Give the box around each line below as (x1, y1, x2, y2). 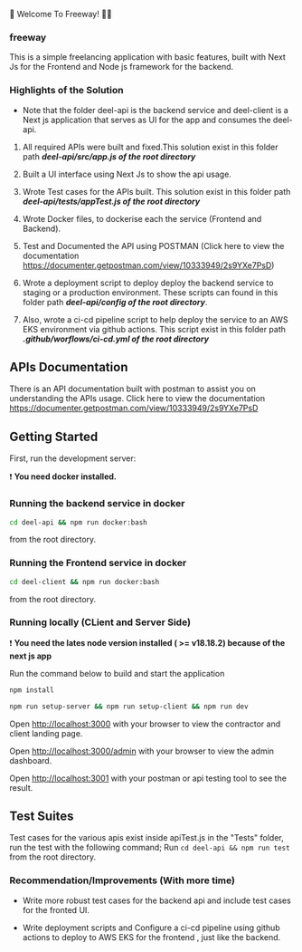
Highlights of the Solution (9, 84, 124, 97)
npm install (9, 685, 54, 695)
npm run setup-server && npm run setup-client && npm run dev (9, 702, 249, 711)
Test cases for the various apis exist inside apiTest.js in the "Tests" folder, (9, 832, 284, 843)
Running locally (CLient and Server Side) (9, 616, 192, 629)
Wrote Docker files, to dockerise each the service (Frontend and (22, 213, 262, 224)
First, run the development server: (9, 453, 137, 464)
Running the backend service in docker (9, 497, 185, 510)
